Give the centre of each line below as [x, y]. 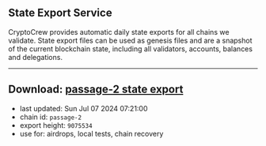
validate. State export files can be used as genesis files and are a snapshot [130, 40]
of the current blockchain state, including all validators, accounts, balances [131, 49]
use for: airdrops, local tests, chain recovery [91, 133]
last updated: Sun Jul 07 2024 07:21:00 [84, 108]
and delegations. [36, 57]
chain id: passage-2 [50, 117]
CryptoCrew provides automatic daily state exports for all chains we [119, 32]
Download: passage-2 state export [96, 90]
